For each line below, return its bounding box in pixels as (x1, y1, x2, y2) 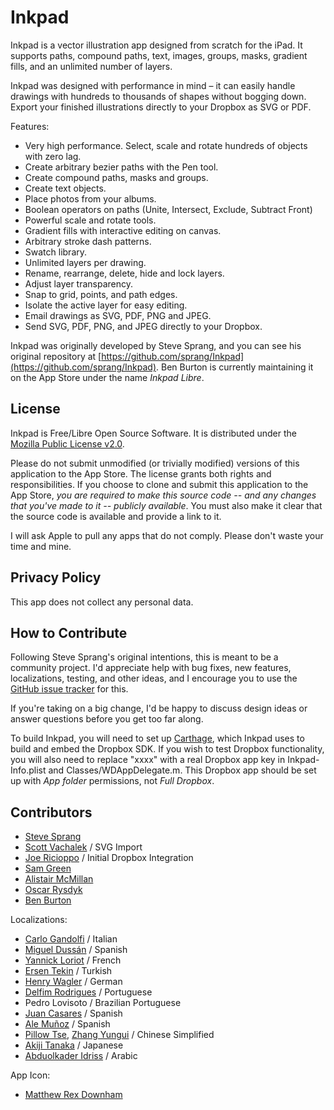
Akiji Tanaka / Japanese (24, 1039, 124, 1051)
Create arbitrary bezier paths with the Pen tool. (24, 161, 219, 173)
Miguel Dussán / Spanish (24, 944, 128, 956)
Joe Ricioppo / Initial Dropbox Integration (24, 852, 194, 864)
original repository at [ (10, 350, 102, 362)
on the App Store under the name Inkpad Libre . (10, 371, 205, 383)
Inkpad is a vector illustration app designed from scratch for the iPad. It (10, 39, 303, 51)
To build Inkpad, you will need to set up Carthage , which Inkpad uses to (10, 732, 305, 745)
